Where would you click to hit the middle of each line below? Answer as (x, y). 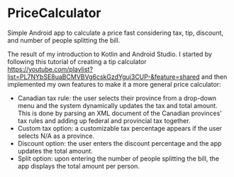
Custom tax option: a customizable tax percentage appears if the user (119, 128)
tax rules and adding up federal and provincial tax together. (104, 120)
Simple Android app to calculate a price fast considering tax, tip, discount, (116, 33)
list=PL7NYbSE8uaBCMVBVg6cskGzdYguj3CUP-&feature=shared (104, 77)
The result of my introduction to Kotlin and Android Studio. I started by (110, 54)
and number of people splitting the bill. (64, 40)
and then (214, 77)
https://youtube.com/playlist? (50, 69)
